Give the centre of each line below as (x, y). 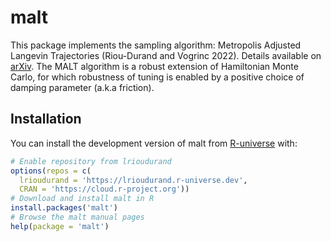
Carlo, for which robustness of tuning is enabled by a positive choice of (157, 77)
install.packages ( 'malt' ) (64, 208)
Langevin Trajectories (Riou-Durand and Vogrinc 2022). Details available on (166, 55)
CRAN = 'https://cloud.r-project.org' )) (104, 189)
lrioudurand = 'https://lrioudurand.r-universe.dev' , (133, 180)
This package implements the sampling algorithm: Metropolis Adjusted (156, 45)
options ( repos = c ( (51, 171)
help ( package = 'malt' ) (60, 226)
